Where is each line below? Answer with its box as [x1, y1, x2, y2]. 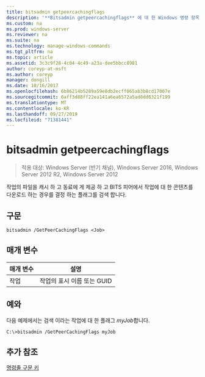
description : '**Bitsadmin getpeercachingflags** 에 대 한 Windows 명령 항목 [6, 15, 200, 21]
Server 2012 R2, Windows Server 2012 [21, 171, 118, 178]
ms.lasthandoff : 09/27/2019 [6, 111, 78, 117]
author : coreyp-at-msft [6, 65, 67, 72]
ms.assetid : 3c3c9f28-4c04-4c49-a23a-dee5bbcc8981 [6, 60, 138, 66]
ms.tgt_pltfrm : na [6, 49, 53, 55]
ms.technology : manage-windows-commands [6, 43, 111, 49]
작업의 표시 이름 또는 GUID [39, 276, 112, 285]
